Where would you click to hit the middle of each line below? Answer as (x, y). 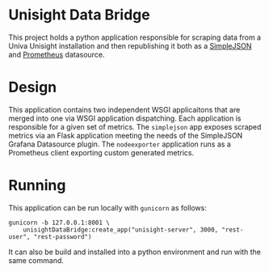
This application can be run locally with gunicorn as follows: (108, 207)
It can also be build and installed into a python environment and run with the (134, 252)
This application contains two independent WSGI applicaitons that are (124, 109)
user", (19, 236)
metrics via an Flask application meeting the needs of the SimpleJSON (126, 135)
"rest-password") (63, 236)
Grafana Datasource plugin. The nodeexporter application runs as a (120, 144)
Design (33, 87)
